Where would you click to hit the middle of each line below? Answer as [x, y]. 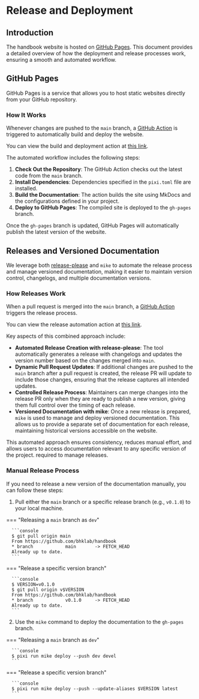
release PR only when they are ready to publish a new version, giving [100, 399]
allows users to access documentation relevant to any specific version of [96, 449]
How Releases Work [36, 293]
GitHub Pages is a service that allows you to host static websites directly [96, 93]
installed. [26, 188]
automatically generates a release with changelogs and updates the [99, 354]
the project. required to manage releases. [57, 455]
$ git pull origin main [41, 536]
